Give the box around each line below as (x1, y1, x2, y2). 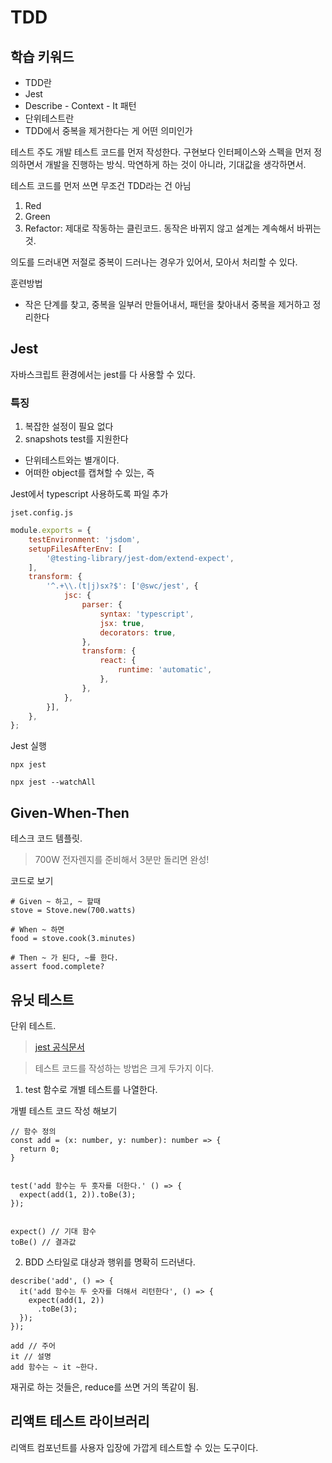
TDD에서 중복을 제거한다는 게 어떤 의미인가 (24, 125, 193, 136)
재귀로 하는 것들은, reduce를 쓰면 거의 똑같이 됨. (10, 1381, 199, 1393)
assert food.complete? (10, 962, 105, 972)
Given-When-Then (10, 804, 130, 821)
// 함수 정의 (10, 1126, 57, 1136)
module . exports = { (10, 526, 92, 536)
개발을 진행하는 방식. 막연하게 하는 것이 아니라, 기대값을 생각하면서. (44, 159, 307, 170)
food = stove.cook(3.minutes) (10, 934, 137, 944)
